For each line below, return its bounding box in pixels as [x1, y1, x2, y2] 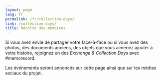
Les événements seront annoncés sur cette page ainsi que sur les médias [5, 65, 157, 71]
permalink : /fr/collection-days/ [5, 16, 75, 21]
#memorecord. [5, 55, 36, 61]
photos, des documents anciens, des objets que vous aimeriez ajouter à [5, 45, 153, 51]
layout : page [5, 7, 32, 12]
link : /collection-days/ [5, 21, 57, 26]
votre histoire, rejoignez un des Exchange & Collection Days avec [5, 50, 140, 56]
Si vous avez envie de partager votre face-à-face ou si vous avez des [5, 39, 148, 45]
